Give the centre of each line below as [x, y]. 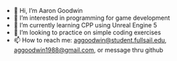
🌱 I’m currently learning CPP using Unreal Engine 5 [85, 25]
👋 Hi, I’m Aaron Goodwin [48, 11]
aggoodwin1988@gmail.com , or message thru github [88, 50]
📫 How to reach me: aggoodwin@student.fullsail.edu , [90, 40]
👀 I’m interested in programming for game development [92, 18]
